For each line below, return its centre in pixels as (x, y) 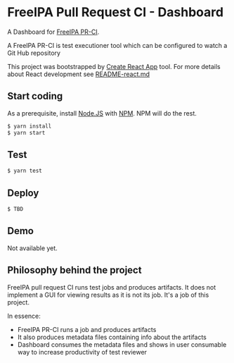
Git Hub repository (34, 53)
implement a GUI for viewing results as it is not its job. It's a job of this (108, 295)
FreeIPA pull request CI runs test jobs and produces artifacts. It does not (112, 287)
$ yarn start (26, 133)
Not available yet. (32, 248)
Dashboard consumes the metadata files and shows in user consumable (122, 344)
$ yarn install (30, 126)
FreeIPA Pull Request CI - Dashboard (115, 12)
